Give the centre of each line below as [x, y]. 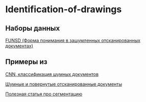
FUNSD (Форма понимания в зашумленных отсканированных [73, 40]
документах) [19, 46]
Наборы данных [33, 28]
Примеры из [26, 62]
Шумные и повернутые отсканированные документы [64, 84]
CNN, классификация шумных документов [52, 74]
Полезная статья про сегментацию [44, 94]
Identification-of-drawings [64, 9]
